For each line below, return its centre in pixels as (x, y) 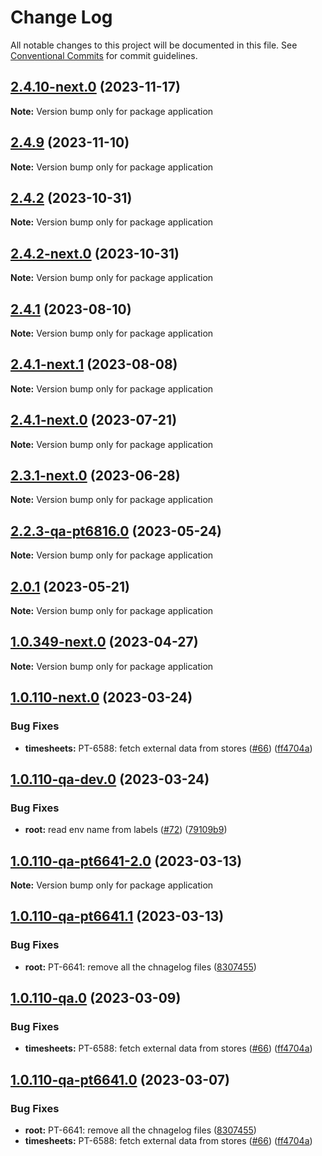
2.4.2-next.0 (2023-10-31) (95, 253)
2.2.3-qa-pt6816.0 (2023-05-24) (116, 531)
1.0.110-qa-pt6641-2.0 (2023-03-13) (126, 861)
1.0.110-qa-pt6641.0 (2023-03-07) (120, 1079)
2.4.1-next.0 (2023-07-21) (94, 420)
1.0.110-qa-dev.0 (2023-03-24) (110, 779)
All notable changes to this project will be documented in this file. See (154, 45)
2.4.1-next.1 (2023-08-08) (94, 364)
